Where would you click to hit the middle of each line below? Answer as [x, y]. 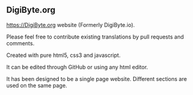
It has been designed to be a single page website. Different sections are [97, 78]
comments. [20, 43]
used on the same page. [37, 85]
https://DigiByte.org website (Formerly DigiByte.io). [71, 25]
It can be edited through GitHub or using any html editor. [77, 67]
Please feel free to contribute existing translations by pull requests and [95, 37]
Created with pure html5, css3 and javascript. [64, 55]
